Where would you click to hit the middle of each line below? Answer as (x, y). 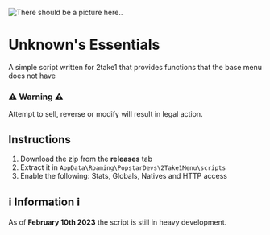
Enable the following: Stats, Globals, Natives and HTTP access (124, 176)
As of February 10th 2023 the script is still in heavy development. (118, 222)
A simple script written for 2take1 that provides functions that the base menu (135, 67)
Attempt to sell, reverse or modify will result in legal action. (106, 114)
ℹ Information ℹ (44, 202)
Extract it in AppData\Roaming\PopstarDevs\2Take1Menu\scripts (123, 167)
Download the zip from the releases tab (86, 159)
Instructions (39, 140)
